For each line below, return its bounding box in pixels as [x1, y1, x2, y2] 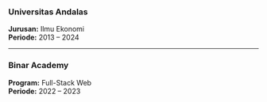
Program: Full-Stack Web [8, 77, 92, 87]
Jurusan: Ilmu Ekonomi [8, 25, 85, 34]
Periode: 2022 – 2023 [8, 86, 81, 96]
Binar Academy [8, 60, 69, 71]
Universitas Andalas [8, 6, 89, 17]
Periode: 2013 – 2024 [8, 32, 79, 42]
